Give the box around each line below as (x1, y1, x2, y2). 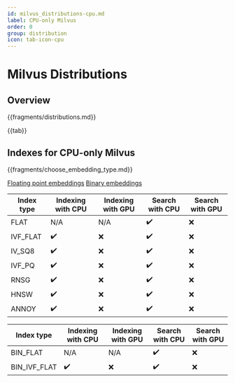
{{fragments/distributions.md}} (7, 113, 97, 121)
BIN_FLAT (10, 348, 43, 358)
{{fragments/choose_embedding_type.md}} (7, 165, 133, 174)
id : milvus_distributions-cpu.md (7, 10, 105, 18)
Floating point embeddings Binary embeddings (7, 179, 142, 187)
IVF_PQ (10, 260, 35, 270)
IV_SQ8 (10, 246, 35, 256)
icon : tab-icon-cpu (7, 36, 64, 43)
